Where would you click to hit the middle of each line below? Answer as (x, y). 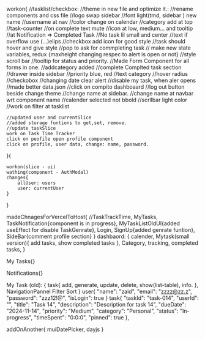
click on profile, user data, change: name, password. (78, 144)
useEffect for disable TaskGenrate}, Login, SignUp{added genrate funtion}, (101, 230)
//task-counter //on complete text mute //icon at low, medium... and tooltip (100, 28)
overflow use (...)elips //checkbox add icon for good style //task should (96, 41)
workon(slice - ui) (31, 167)
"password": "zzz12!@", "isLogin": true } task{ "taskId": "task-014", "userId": (102, 298)
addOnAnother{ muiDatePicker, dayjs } (55, 329)
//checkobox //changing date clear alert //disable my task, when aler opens (101, 80)
